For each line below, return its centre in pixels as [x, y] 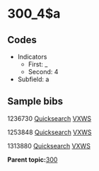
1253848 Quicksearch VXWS [49, 132]
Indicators [32, 57]
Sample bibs [35, 101]
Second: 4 [43, 72]
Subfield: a [33, 79]
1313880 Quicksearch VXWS [49, 146]
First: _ [38, 64]
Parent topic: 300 [33, 159]
